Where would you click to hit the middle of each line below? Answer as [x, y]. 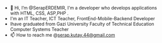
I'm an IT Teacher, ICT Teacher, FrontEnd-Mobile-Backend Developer [83, 18]
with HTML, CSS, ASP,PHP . [39, 13]
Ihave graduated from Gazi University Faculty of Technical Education [82, 24]
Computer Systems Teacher [39, 29]
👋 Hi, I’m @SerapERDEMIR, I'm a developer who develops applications [84, 8]
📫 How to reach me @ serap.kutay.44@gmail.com [62, 35]
